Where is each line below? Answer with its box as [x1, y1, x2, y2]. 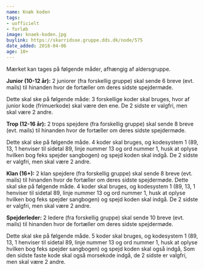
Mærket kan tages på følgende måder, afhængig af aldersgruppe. [6, 65, 171, 73]
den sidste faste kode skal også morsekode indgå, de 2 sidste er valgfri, [6, 251, 187, 259]
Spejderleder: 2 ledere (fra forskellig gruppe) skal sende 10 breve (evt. [6, 214, 185, 221]
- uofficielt [6, 20, 40, 26]
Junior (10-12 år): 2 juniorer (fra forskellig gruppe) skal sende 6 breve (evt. [6, 77, 194, 84]
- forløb [6, 26, 29, 32]
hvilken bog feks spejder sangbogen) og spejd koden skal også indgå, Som [6, 245, 195, 252]
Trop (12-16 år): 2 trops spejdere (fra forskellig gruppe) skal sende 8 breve [6, 120, 194, 127]
